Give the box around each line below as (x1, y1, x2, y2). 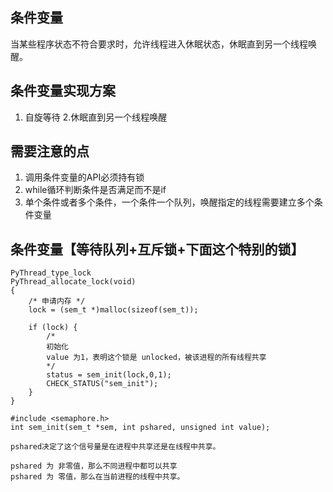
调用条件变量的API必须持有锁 (24, 171, 145, 183)
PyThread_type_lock (10, 268, 92, 278)
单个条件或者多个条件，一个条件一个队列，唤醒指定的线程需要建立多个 (24, 196, 315, 208)
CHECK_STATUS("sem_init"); (46, 379, 159, 389)
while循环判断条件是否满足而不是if (24, 184, 167, 196)
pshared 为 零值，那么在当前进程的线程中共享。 (10, 472, 185, 482)
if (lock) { (28, 323, 78, 333)
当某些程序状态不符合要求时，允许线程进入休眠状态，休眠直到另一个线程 (10, 38, 308, 50)
